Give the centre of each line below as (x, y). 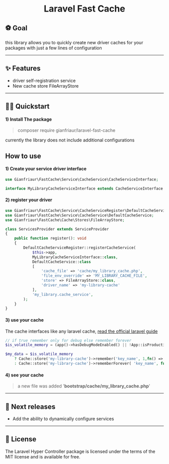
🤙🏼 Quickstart (27, 106)
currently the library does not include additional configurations (70, 140)
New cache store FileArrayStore (46, 86)
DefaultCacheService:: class (62, 262)
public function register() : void (50, 239)
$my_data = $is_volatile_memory (39, 354)
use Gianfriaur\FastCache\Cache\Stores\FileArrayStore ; (65, 220)
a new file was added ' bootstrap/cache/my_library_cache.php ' (84, 386)
